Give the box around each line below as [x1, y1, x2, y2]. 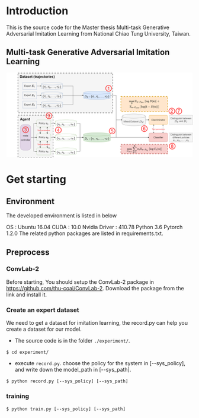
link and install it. [6, 291, 47, 298]
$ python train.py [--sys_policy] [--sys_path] [6, 406, 126, 412]
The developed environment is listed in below [6, 212, 117, 219]
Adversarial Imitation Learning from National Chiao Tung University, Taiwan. [6, 30, 191, 37]
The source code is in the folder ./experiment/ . [14, 337, 130, 344]
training [6, 392, 30, 400]
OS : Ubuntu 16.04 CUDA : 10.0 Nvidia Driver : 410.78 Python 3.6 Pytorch [6, 224, 183, 231]
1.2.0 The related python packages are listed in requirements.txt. [6, 230, 163, 237]
